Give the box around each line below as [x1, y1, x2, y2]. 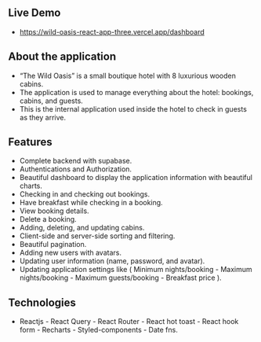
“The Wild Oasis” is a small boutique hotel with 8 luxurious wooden [19, 71, 237, 80]
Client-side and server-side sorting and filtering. [19, 231, 176, 241]
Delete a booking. [19, 215, 77, 224]
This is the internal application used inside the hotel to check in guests [19, 104, 247, 113]
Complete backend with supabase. [19, 156, 132, 166]
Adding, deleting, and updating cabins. [19, 223, 145, 233]
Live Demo [8, 6, 61, 20]
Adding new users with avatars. [19, 248, 121, 258]
